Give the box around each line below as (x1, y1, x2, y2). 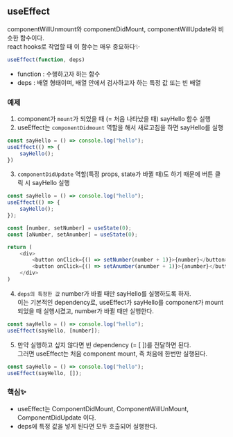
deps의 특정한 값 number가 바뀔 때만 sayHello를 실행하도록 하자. (17, 289, 192, 298)
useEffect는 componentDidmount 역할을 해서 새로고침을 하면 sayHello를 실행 (17, 123, 224, 132)
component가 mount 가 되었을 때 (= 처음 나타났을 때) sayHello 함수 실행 (17, 114, 212, 122)
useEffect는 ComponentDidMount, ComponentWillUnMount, (17, 404, 189, 413)
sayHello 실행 (32, 179, 70, 187)
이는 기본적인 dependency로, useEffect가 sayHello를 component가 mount (17, 298, 224, 306)
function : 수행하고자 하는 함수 (17, 70, 101, 78)
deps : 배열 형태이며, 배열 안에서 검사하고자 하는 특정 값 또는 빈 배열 (17, 78, 201, 86)
